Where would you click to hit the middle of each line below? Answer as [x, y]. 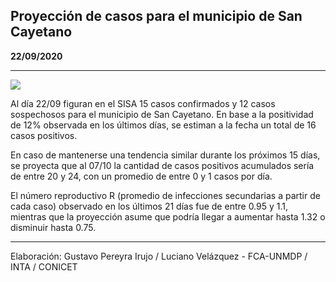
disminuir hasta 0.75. [53, 227]
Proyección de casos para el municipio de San [156, 16]
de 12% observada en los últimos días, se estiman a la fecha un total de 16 [163, 125]
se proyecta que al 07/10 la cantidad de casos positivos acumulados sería [162, 165]
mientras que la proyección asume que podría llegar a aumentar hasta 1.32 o [168, 216]
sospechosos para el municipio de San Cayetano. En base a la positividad [162, 114]
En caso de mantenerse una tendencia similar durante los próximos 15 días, [165, 155]
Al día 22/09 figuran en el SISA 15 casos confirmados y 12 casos [143, 103]
